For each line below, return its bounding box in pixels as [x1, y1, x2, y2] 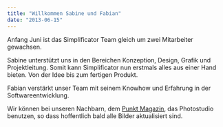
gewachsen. [7, 43, 42, 51]
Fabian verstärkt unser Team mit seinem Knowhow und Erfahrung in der [7, 84, 211, 92]
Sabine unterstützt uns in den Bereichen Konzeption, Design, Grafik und [7, 56, 211, 64]
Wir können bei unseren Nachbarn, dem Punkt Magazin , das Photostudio [7, 104, 214, 113]
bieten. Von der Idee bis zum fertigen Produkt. [7, 70, 138, 79]
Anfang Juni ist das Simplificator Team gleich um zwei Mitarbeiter [7, 35, 194, 43]
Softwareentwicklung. [7, 91, 70, 100]
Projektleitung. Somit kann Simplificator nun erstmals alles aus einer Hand [7, 63, 217, 71]
